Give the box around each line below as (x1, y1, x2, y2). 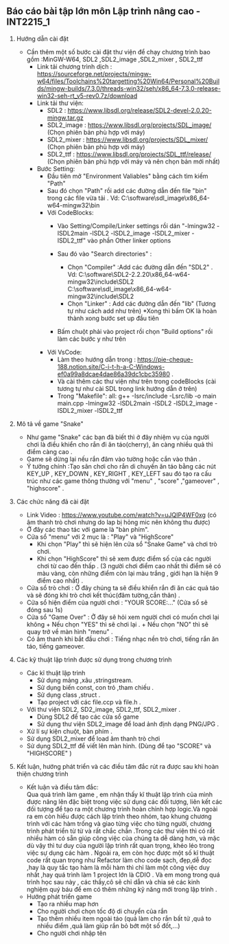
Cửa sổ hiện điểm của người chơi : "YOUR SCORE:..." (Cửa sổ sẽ (26, 598, 208, 607)
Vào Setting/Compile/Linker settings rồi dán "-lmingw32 (57, 221, 215, 229)
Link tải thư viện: (36, 99, 84, 107)
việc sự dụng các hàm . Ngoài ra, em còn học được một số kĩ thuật (26, 849, 215, 857)
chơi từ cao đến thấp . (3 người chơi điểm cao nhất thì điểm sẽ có (36, 561, 221, 570)
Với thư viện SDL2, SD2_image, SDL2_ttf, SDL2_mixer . (26, 705, 181, 713)
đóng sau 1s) (26, 605, 63, 614)
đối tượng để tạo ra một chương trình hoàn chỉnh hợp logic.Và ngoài (26, 805, 218, 813)
